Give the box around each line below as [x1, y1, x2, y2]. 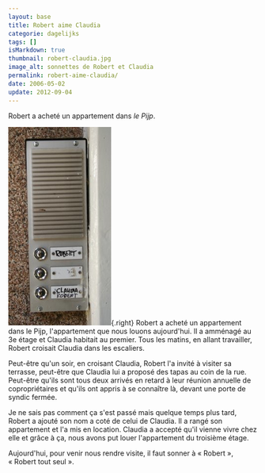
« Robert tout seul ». [8, 456, 75, 466]
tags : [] [8, 38, 37, 46]
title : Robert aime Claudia [8, 21, 101, 29]
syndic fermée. [8, 392, 58, 402]
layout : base [8, 13, 51, 21]
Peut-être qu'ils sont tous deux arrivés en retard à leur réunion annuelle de [8, 375, 252, 385]
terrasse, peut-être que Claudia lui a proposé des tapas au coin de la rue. [8, 367, 247, 376]
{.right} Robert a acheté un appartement [111, 317, 242, 327]
